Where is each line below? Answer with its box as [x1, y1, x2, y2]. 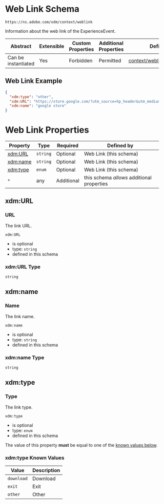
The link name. [5, 313, 35, 319]
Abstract [10, 43, 32, 49]
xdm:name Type [5, 354, 44, 361]
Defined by [107, 142, 134, 149]
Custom [72, 40, 91, 46]
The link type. [5, 404, 33, 410]
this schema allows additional [83, 175, 152, 181]
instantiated [7, 60, 35, 67]
